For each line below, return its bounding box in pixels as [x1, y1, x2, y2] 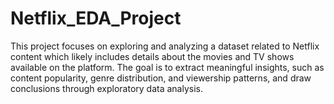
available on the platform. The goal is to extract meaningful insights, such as [10, 61, 325, 73]
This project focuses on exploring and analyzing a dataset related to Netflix [10, 40, 320, 52]
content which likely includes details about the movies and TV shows [10, 50, 295, 62]
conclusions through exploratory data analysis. [10, 82, 203, 94]
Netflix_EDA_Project [10, 7, 182, 30]
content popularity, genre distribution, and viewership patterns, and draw [10, 72, 312, 84]
